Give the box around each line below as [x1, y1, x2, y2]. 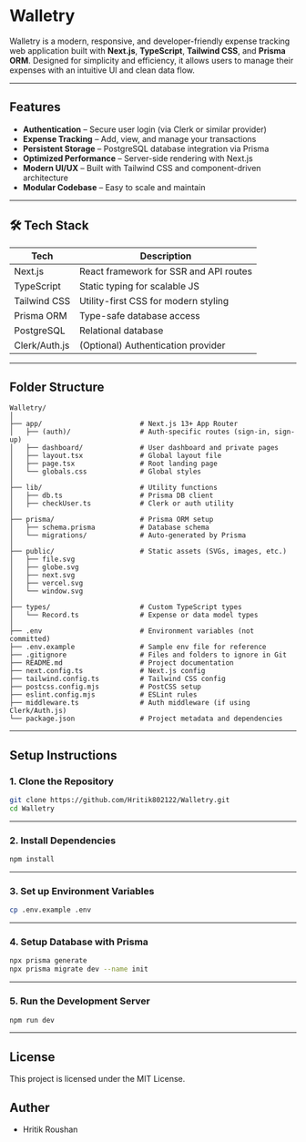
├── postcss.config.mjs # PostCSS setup [9, 682, 202, 692]
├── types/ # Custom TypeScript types [9, 603, 243, 612]
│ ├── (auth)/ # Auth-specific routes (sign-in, [9, 427, 271, 437]
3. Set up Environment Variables [9, 884, 155, 897]
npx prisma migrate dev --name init [9, 964, 148, 974]
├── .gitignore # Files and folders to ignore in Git [9, 650, 287, 660]
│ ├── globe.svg [9, 563, 79, 572]
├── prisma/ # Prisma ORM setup [9, 515, 214, 525]
